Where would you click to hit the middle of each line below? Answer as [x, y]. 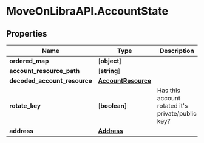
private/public [177, 113]
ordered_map [29, 61]
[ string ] [109, 71]
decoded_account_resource [51, 81]
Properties [27, 34]
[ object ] [110, 61]
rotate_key [25, 106]
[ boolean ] [113, 106]
